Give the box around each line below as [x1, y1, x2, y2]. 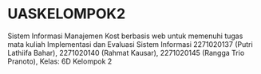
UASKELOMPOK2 [7, 5, 126, 23]
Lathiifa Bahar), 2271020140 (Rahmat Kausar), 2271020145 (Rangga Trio [7, 48, 245, 57]
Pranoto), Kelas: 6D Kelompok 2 [7, 56, 113, 66]
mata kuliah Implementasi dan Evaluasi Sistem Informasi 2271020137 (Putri [7, 39, 253, 49]
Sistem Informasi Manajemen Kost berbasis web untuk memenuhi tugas [7, 31, 243, 41]
